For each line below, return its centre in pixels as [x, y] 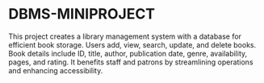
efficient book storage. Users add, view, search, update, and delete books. [132, 44]
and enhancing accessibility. [56, 70]
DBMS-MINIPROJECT [82, 14]
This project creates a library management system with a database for [125, 36]
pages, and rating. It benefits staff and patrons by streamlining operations [131, 62]
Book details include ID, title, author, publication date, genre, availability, [128, 53]
